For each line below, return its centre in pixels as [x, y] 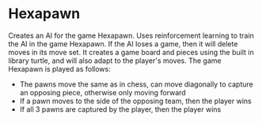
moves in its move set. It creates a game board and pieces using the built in [131, 52]
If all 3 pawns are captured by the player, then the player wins [120, 109]
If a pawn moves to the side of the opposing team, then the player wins [135, 101]
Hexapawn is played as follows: [59, 68]
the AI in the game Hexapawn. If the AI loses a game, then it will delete [123, 43]
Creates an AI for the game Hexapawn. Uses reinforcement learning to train [131, 35]
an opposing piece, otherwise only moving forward [103, 92]
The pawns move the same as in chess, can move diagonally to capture [136, 84]
